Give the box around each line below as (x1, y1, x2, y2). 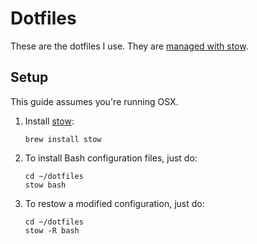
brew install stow (24, 134, 102, 144)
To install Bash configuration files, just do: (24, 152, 198, 164)
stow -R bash (24, 225, 80, 236)
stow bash (24, 180, 67, 190)
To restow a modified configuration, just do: (24, 197, 205, 209)
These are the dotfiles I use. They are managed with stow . (10, 40, 249, 52)
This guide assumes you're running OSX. (10, 95, 179, 107)
